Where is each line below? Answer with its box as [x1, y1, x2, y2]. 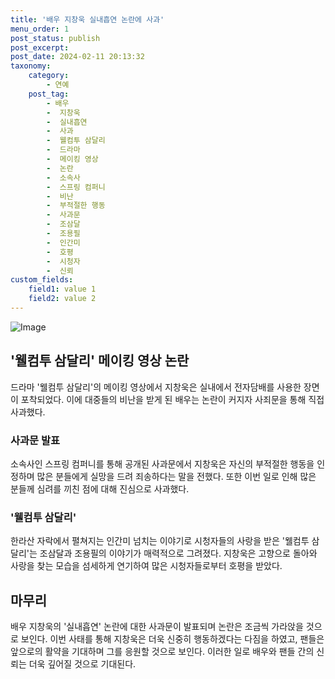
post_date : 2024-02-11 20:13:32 [10, 52, 145, 62]
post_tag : [28, 89, 70, 99]
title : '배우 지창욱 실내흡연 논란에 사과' [10, 14, 165, 25]
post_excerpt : [10, 42, 70, 53]
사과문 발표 [10, 433, 61, 447]
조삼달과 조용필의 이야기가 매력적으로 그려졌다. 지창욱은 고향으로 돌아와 [39, 547, 318, 560]
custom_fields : [10, 275, 74, 285]
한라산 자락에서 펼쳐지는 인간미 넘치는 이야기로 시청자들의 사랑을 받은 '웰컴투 [10, 535, 310, 547]
